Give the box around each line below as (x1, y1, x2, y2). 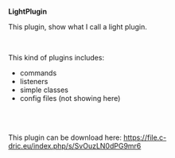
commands (19, 68, 57, 78)
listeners (19, 77, 49, 86)
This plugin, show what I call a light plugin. (8, 22, 147, 31)
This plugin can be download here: (8, 133, 122, 142)
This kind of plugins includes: (8, 53, 105, 62)
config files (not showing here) (19, 94, 121, 102)
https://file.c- (122, 133, 167, 142)
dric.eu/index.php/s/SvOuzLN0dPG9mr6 (8, 141, 142, 150)
